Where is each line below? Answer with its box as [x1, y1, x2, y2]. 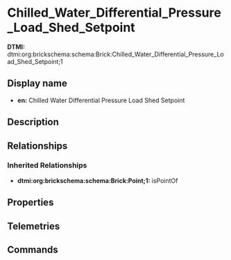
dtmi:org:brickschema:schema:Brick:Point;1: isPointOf [17, 176, 178, 185]
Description [7, 116, 59, 128]
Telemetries [7, 220, 60, 232]
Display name [7, 78, 67, 90]
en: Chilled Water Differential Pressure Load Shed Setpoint [17, 96, 185, 104]
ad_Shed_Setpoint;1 [7, 57, 64, 65]
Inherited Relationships [7, 161, 87, 170]
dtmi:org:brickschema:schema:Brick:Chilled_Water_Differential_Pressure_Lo [7, 50, 224, 58]
